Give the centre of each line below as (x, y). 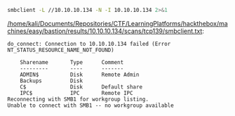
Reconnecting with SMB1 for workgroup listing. (78, 99)
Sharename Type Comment (72, 62)
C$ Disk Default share (81, 87)
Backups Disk (51, 81)
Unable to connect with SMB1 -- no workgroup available (90, 105)
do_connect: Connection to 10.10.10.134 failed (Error (89, 44)
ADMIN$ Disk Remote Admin (80, 75)
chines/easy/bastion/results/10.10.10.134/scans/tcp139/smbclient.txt (105, 31)
